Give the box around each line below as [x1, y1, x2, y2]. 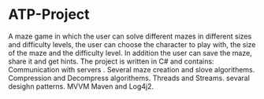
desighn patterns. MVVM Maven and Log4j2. [8, 81, 154, 91]
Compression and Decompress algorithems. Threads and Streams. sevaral [8, 73, 251, 82]
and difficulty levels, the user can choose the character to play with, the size [8, 39, 256, 49]
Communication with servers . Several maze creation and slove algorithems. [8, 64, 255, 74]
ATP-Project [8, 5, 90, 24]
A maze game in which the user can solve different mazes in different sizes [8, 31, 252, 41]
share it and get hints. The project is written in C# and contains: [8, 57, 214, 66]
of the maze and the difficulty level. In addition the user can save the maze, [8, 48, 252, 57]
